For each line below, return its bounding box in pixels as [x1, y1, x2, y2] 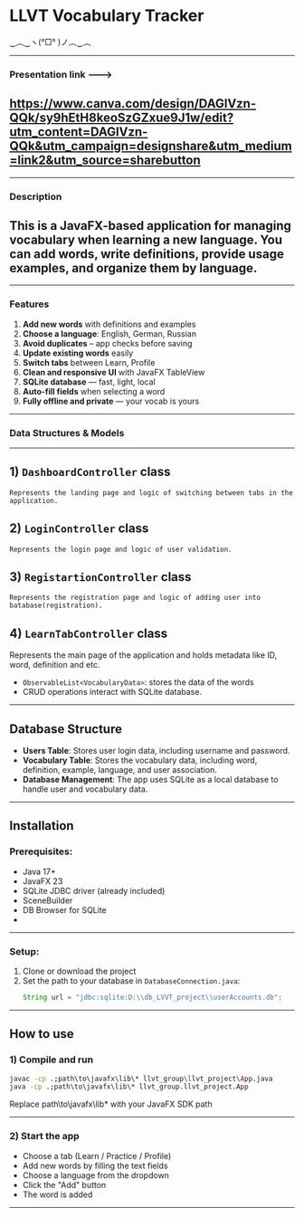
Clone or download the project [22, 965, 137, 977]
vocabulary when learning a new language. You [9, 232, 283, 247]
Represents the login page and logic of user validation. [9, 545, 233, 554]
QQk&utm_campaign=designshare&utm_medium [9, 138, 292, 154]
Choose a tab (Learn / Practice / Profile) [22, 1150, 172, 1161]
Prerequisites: [9, 845, 73, 858]
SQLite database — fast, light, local [22, 376, 156, 387]
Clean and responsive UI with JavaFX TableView [22, 366, 205, 377]
